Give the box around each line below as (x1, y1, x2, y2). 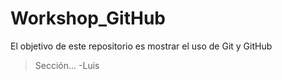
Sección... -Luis (34, 59, 100, 71)
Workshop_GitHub (10, 7, 166, 30)
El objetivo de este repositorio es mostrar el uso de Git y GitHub (10, 40, 273, 52)
